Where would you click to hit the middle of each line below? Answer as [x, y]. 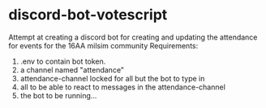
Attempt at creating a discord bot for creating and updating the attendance [133, 37]
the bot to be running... [58, 95]
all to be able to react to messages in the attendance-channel [122, 87]
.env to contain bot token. [63, 61]
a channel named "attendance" [72, 69]
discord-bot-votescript [88, 15]
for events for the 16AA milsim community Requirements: [103, 45]
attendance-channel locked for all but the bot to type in [112, 78]
